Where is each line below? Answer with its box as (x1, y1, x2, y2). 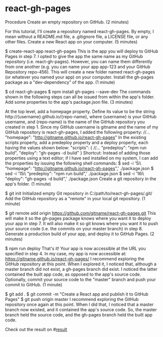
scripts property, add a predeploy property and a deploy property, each (5, 139, 148, 145)
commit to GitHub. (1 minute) (5, 281, 62, 287)
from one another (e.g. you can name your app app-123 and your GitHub (5, 64, 151, 70)
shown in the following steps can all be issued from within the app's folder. (5, 94, 155, 100)
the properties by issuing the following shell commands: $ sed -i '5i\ (5, 160, 142, 166)
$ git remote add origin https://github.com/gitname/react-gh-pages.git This (5, 210, 156, 216)
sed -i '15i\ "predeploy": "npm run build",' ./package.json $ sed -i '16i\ (5, 170, 145, 176)
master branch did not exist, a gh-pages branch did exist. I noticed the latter (5, 266, 158, 272)
